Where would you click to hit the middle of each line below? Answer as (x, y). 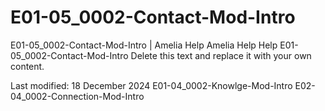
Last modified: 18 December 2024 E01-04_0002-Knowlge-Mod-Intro (151, 85)
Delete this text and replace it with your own (221, 55)
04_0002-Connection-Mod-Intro (77, 96)
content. (27, 66)
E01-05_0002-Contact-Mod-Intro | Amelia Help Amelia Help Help (144, 45)
